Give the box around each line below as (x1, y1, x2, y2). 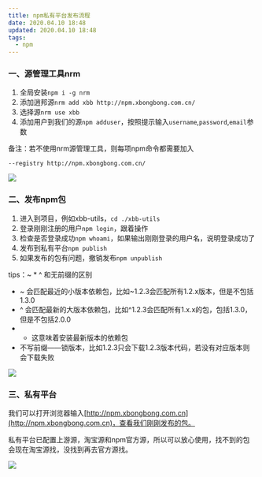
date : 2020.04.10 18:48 (8, 19, 87, 27)
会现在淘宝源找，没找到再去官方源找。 (8, 445, 132, 454)
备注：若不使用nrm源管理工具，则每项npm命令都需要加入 (8, 143, 194, 154)
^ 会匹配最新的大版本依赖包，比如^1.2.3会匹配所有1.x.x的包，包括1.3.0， (19, 304, 252, 314)
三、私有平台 (8, 389, 57, 400)
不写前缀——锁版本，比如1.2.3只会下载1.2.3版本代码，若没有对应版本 (19, 342, 243, 352)
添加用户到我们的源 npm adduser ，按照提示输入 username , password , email (19, 117, 247, 127)
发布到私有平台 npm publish (19, 243, 108, 252)
